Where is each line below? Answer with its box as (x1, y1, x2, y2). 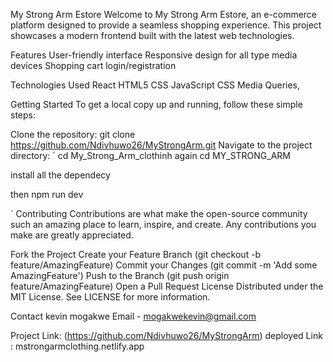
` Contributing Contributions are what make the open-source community (10, 208, 308, 219)
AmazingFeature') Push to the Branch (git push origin (10, 270, 230, 281)
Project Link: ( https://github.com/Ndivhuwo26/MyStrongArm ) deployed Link (10, 330, 323, 341)
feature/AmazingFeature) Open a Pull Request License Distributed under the (10, 280, 324, 292)
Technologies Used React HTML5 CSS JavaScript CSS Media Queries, (10, 79, 301, 91)
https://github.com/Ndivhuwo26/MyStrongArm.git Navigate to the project (10, 139, 313, 151)
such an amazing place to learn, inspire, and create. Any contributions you (10, 219, 317, 230)
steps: (10, 109, 36, 121)
